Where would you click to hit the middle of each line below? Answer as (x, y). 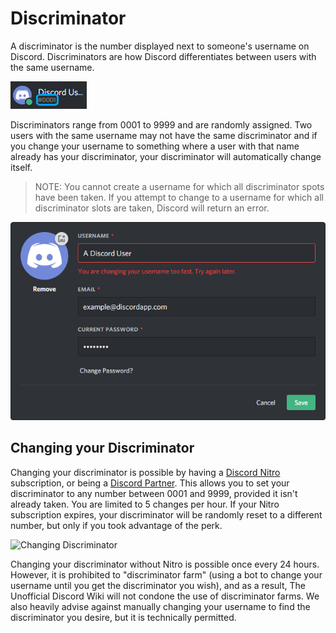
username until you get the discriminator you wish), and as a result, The (158, 585)
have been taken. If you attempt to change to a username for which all (179, 197)
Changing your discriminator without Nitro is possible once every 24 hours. (165, 564)
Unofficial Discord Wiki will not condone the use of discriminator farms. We (165, 596)
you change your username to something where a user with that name (155, 146)
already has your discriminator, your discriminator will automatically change (166, 156)
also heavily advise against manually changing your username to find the (160, 606)
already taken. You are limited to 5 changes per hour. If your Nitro (145, 504)
